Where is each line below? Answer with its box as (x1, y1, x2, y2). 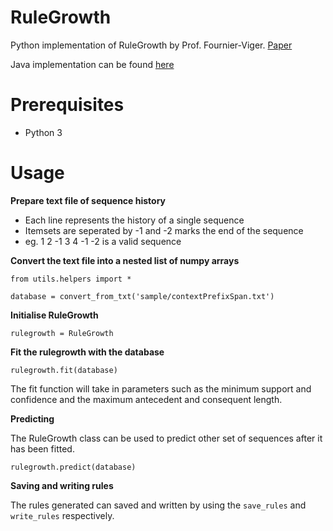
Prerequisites (10, 94, 125, 116)
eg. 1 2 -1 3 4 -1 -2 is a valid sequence (24, 235, 182, 247)
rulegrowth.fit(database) (10, 365, 118, 375)
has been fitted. (10, 442, 75, 455)
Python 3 (24, 126, 63, 138)
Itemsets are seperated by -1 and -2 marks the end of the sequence (24, 224, 304, 236)
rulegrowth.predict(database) (10, 462, 137, 472)
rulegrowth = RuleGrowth (10, 328, 114, 338)
